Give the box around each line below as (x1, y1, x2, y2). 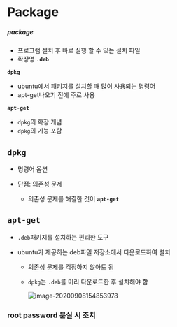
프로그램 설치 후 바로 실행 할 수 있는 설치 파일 (17, 46, 141, 54)
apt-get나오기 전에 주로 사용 (17, 91, 96, 99)
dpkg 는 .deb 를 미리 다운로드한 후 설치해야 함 (27, 277, 148, 286)
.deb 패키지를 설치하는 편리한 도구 (17, 233, 109, 241)
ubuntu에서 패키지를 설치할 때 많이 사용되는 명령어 (17, 82, 156, 91)
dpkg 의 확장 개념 (17, 118, 62, 126)
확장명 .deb (17, 55, 50, 64)
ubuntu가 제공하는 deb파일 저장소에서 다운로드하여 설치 (17, 247, 171, 256)
